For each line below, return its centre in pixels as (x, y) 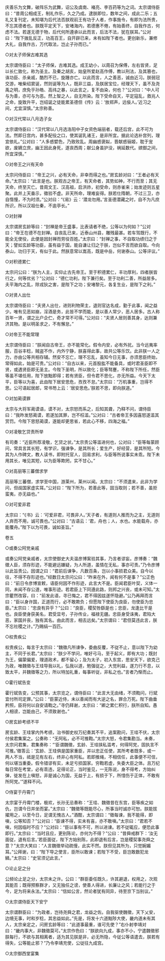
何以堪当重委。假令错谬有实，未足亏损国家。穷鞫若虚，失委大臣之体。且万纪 (82, 763)
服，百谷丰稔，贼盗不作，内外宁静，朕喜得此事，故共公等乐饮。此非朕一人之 (82, 351)
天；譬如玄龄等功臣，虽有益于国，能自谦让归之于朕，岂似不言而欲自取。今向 (82, 245)
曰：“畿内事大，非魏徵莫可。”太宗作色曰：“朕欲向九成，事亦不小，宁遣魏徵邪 (82, 931)
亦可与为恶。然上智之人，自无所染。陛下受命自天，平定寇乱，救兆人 (91, 96)
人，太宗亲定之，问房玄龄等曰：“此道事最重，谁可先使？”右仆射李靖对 (76, 925)
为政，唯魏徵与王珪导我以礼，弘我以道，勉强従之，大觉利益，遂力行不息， (80, 666)
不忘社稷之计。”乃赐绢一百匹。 (35, 626)
